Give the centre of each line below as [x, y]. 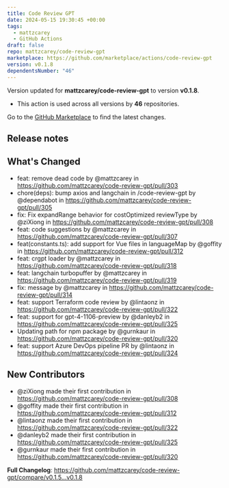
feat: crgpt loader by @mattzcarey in [69, 258]
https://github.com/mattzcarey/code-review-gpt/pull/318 [97, 265]
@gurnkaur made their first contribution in [76, 449]
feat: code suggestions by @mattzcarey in [77, 229]
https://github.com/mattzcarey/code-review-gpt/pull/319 [97, 280]
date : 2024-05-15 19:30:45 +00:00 [56, 20]
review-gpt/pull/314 [45, 295]
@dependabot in [40, 200]
